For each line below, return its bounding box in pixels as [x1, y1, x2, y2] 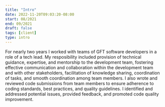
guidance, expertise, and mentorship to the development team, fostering [5, 59, 154, 65]
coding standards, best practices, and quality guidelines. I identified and [5, 86, 153, 92]
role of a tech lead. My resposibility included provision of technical [5, 54, 142, 60]
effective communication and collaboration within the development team [5, 64, 154, 70]
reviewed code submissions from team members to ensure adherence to [5, 80, 154, 86]
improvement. [5, 96, 34, 102]
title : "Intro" [5, 7, 37, 12]
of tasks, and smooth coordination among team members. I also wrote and [5, 75, 158, 81]
